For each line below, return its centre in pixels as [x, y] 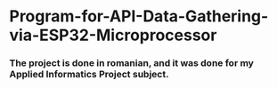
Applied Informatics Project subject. [89, 75]
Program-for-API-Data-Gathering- [139, 16]
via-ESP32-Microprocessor [113, 35]
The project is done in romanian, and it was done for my [131, 63]
